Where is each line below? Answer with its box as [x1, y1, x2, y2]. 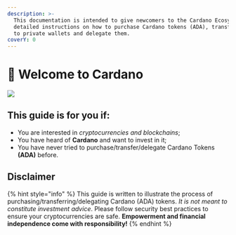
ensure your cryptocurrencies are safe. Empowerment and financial [7, 212, 206, 220]
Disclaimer [7, 171, 55, 183]
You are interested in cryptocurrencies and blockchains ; [17, 128, 181, 137]
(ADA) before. [17, 150, 58, 159]
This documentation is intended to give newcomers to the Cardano [13, 17, 212, 24]
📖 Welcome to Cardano [7, 67, 144, 83]
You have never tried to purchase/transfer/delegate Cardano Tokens [17, 143, 216, 152]
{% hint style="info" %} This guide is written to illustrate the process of [7, 189, 213, 198]
